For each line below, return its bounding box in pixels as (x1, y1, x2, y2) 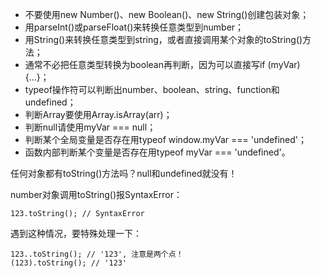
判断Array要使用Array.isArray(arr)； (24, 109, 173, 120)
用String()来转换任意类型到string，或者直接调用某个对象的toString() (24, 34, 303, 45)
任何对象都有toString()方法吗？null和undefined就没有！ (10, 168, 238, 179)
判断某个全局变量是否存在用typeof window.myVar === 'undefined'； (24, 134, 307, 145)
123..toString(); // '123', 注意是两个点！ (10, 249, 184, 259)
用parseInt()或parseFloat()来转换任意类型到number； (24, 21, 245, 33)
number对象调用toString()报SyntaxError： (10, 189, 183, 200)
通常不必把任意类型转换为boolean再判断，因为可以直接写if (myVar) (24, 59, 301, 70)
